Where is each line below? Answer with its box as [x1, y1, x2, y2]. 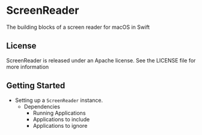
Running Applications [32, 109, 86, 116]
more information [6, 63, 49, 70]
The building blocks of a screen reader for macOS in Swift [6, 23, 150, 31]
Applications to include [32, 115, 90, 123]
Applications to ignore [32, 122, 88, 129]
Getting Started [6, 80, 66, 91]
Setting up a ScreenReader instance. [14, 97, 103, 104]
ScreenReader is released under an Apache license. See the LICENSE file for [6, 56, 196, 64]
